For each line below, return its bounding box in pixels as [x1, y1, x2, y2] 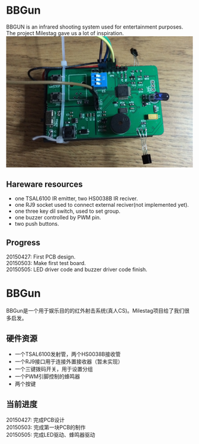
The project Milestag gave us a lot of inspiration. [6, 29, 124, 36]
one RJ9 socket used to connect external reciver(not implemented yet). [14, 201, 190, 209]
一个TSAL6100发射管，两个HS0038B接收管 [14, 350, 121, 357]
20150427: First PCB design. [6, 253, 76, 260]
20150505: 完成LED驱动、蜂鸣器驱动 [6, 431, 96, 438]
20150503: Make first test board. [6, 259, 86, 266]
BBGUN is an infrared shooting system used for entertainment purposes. [6, 23, 184, 30]
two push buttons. [14, 221, 59, 228]
